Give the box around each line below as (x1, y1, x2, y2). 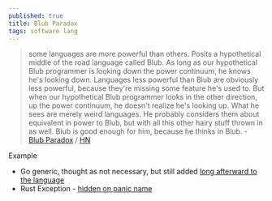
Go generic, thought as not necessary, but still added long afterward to (19, 167, 257, 177)
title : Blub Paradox (8, 19, 79, 28)
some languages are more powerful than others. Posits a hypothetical (28, 49, 261, 59)
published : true (8, 11, 63, 20)
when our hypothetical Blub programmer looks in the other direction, (28, 92, 258, 102)
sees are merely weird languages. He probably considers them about (28, 109, 260, 119)
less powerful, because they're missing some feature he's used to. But (28, 83, 265, 93)
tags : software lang (8, 27, 79, 35)
